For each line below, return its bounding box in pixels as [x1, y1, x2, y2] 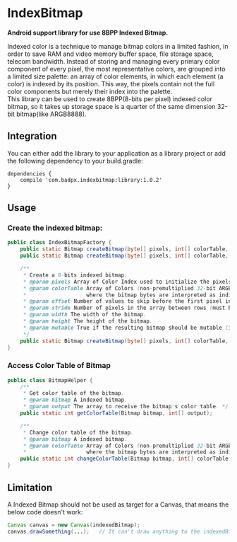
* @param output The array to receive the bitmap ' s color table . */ [23, 403, 229, 410]
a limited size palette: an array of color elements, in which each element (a [7, 72, 224, 81]
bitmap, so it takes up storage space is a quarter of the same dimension [7, 102, 216, 110]
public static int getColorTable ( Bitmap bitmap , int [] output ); [20, 410, 213, 417]
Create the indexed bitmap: [7, 223, 103, 233]
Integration [7, 130, 58, 142]
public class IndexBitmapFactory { [7, 239, 112, 246]
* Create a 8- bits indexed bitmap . [23, 271, 128, 279]
